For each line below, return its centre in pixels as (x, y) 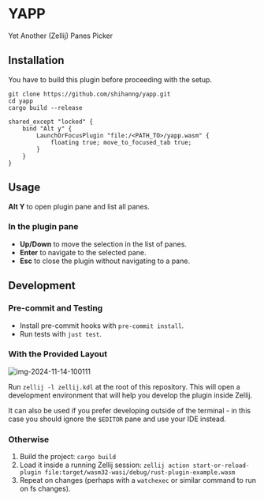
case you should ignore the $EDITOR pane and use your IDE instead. (117, 419)
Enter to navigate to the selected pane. (83, 252)
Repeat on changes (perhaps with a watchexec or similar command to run (138, 480)
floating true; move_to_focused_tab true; (121, 142)
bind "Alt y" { (47, 128)
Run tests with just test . (61, 333)
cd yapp (21, 101)
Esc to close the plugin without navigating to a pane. (105, 261)
